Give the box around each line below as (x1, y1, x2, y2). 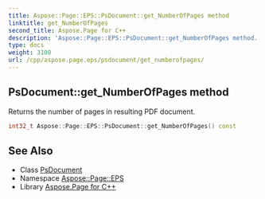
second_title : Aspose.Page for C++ (8, 26, 127, 34)
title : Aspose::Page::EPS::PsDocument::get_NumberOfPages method (8, 11, 229, 20)
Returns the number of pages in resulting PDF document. (8, 107, 196, 116)
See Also (8, 144, 53, 158)
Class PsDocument (19, 165, 83, 175)
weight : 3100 (8, 49, 52, 57)
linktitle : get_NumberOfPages (8, 19, 109, 27)
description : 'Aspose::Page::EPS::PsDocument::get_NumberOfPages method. (8, 33, 259, 42)
